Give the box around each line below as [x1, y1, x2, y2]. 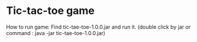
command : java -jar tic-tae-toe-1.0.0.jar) [6, 29, 105, 36]
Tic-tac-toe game [6, 4, 95, 17]
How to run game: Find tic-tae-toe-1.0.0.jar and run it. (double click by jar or [6, 23, 191, 30]
